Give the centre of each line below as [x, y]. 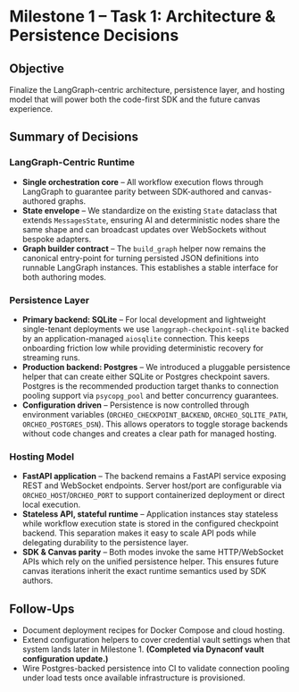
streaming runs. [51, 357]
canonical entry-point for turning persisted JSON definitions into [140, 257]
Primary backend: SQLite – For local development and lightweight [144, 319]
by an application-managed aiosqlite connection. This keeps [136, 338]
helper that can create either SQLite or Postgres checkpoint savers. [146, 376]
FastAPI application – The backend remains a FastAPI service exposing [154, 477]
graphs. [72, 201]
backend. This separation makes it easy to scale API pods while [139, 533]
